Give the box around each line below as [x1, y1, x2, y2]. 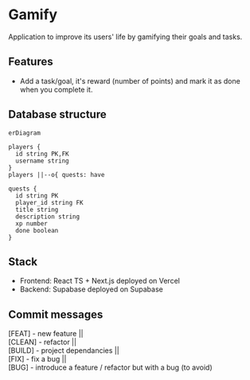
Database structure [8, 108, 107, 121]
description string [15, 213, 80, 221]
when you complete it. [19, 84, 93, 94]
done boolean [15, 226, 59, 234]
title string [15, 206, 59, 214]
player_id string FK [15, 198, 84, 206]
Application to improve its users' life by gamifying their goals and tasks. [8, 32, 243, 41]
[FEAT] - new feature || [8, 329, 84, 339]
